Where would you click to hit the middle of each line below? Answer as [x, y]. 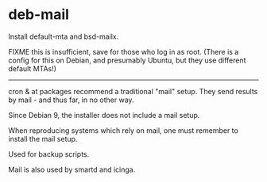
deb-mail [39, 15]
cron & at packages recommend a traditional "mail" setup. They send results [133, 91]
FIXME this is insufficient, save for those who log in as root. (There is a [124, 51]
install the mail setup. [43, 138]
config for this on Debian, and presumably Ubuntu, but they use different [127, 60]
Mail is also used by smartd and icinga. [72, 169]
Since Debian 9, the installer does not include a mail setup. [104, 115]
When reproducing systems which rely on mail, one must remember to [123, 130]
